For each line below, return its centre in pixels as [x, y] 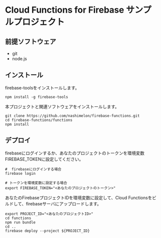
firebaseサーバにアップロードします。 [64, 204]
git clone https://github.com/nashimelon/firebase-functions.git [72, 116]
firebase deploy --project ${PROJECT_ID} [48, 231]
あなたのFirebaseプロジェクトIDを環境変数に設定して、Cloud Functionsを [79, 198]
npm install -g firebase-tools [37, 97]
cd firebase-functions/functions [39, 120]
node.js [20, 59]
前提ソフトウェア [31, 42]
